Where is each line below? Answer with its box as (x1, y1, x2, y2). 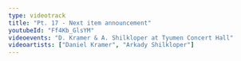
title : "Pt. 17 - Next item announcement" (8, 19, 152, 27)
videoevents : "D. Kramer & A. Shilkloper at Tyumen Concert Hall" (8, 33, 234, 42)
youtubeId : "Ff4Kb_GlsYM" (8, 26, 94, 34)
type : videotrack (8, 11, 66, 20)
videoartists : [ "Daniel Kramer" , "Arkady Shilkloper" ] (8, 41, 195, 49)
